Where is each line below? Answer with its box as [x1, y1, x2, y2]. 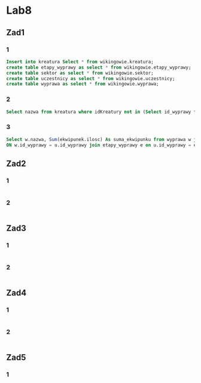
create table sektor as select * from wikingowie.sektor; [6, 70, 154, 76]
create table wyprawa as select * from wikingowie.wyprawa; [6, 81, 160, 87]
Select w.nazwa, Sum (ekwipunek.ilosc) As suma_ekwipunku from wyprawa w [6, 136, 191, 142]
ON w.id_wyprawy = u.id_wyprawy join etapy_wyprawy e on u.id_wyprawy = [6, 142, 191, 148]
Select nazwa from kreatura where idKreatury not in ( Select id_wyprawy [6, 109, 191, 115]
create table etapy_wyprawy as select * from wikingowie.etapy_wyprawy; [6, 64, 191, 71]
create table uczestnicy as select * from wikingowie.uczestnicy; [6, 75, 175, 81]
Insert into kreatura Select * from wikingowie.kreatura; [6, 59, 154, 65]
